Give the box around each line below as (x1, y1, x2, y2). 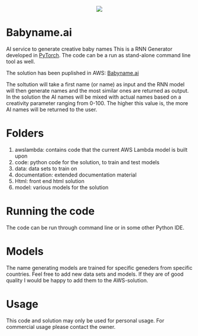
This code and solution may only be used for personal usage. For (6, 317, 164, 324)
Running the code (6, 204, 95, 218)
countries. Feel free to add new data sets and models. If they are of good (6, 270, 184, 278)
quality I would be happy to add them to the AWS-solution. (6, 276, 148, 283)
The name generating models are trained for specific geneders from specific (6, 264, 193, 271)
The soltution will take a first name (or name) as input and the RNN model (6, 80, 185, 88)
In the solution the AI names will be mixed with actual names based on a (6, 93, 181, 100)
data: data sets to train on (14, 165, 77, 172)
